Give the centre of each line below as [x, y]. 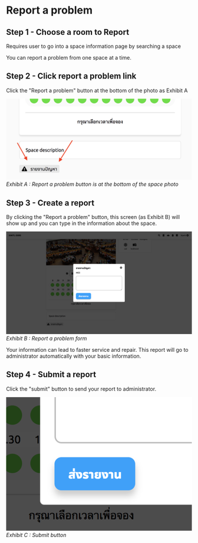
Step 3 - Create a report [50, 203]
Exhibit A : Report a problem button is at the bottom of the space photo [92, 184]
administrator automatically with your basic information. [74, 356]
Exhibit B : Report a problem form [47, 338]
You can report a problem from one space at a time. [69, 58]
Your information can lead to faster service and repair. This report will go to [97, 349]
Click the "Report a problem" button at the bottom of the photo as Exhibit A [97, 90]
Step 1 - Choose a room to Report [68, 32]
